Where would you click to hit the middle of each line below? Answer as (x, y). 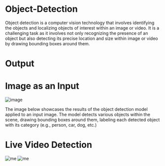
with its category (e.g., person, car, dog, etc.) (51, 125)
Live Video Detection (49, 145)
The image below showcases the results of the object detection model (76, 109)
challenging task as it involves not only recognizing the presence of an (77, 33)
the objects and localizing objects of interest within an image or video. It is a (82, 28)
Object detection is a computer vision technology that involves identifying (80, 23)
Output (20, 64)
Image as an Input (42, 86)
